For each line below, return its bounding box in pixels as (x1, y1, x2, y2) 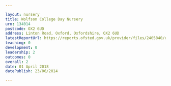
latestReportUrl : (5, 36, 42, 41)
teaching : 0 (5, 40, 31, 46)
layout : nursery (5, 12, 40, 17)
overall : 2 (5, 59, 28, 64)
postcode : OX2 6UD (5, 26, 44, 31)
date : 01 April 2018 (5, 64, 49, 69)
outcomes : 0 (5, 54, 31, 60)
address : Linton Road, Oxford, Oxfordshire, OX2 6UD (5, 31, 120, 36)
